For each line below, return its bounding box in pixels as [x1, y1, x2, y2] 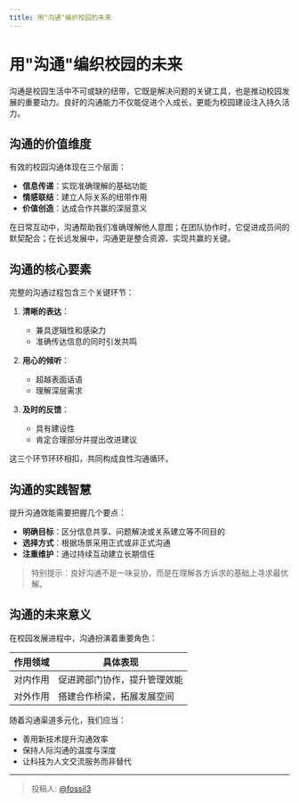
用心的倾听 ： [21, 355, 69, 366]
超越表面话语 [35, 374, 83, 385]
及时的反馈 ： [21, 404, 69, 415]
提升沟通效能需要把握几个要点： [9, 508, 126, 517]
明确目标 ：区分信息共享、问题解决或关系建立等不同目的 [21, 526, 225, 536]
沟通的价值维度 [9, 136, 92, 152]
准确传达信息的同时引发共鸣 [35, 336, 138, 347]
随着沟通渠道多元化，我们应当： [9, 715, 126, 725]
